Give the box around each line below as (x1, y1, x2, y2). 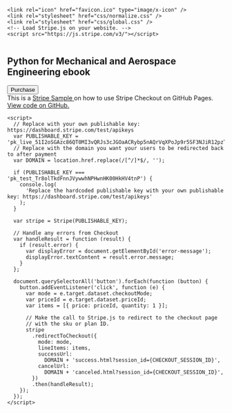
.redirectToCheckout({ (32, 332, 97, 339)
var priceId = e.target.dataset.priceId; (25, 296, 147, 303)
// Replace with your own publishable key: (13, 120, 140, 127)
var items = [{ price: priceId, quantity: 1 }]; (25, 302, 168, 309)
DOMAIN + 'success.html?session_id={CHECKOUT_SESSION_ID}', (43, 356, 221, 363)
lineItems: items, (37, 345, 91, 351)
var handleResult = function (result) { (13, 235, 131, 242)
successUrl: (37, 350, 72, 358)
